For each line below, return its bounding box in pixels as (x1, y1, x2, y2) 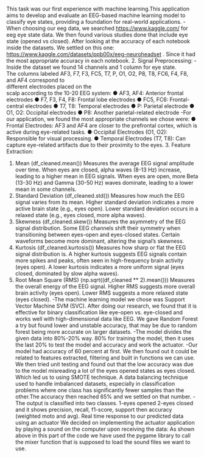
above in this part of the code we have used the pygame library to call (15, 432, 191, 439)
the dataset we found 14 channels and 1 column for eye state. (23, 63, 177, 71)
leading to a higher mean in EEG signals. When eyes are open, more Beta (15, 173, 199, 179)
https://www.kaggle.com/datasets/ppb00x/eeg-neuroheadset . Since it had (6, 51, 196, 57)
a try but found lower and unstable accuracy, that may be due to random (15, 322, 197, 329)
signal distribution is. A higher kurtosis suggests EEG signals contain (15, 250, 187, 257)
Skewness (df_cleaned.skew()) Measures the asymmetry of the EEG (15, 218, 186, 225)
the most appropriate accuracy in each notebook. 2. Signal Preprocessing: (6, 57, 193, 64)
